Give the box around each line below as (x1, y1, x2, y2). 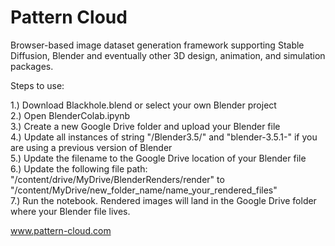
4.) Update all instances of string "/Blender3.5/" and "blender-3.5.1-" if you (10, 131, 318, 143)
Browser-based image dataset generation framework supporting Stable (10, 39, 305, 51)
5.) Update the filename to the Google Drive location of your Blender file (10, 152, 307, 164)
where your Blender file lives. (10, 205, 131, 217)
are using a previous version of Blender (10, 141, 173, 153)
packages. (10, 60, 54, 72)
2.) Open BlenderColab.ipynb (10, 109, 131, 121)
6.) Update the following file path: (10, 162, 148, 175)
